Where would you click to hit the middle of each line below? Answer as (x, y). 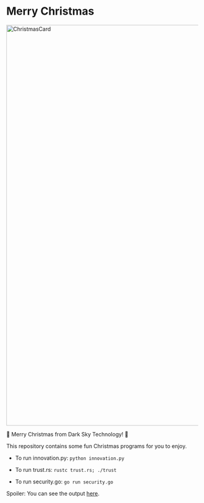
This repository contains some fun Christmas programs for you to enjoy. (97, 446)
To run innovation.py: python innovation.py (70, 458)
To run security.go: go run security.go (64, 482)
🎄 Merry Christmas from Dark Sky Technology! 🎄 (68, 434)
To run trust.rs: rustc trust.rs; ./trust (66, 469)
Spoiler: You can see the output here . (53, 493)
